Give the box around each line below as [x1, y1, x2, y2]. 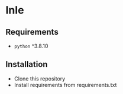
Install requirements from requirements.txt [14, 81, 117, 88]
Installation [5, 59, 48, 69]
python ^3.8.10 [14, 42, 48, 49]
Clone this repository [14, 75, 66, 82]
